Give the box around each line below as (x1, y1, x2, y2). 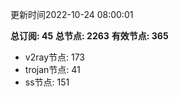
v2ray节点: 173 (24, 51, 86, 63)
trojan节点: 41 (24, 64, 81, 75)
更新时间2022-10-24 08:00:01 (10, 9, 134, 20)
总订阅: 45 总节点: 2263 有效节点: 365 (10, 30, 169, 42)
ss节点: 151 (24, 76, 70, 88)
